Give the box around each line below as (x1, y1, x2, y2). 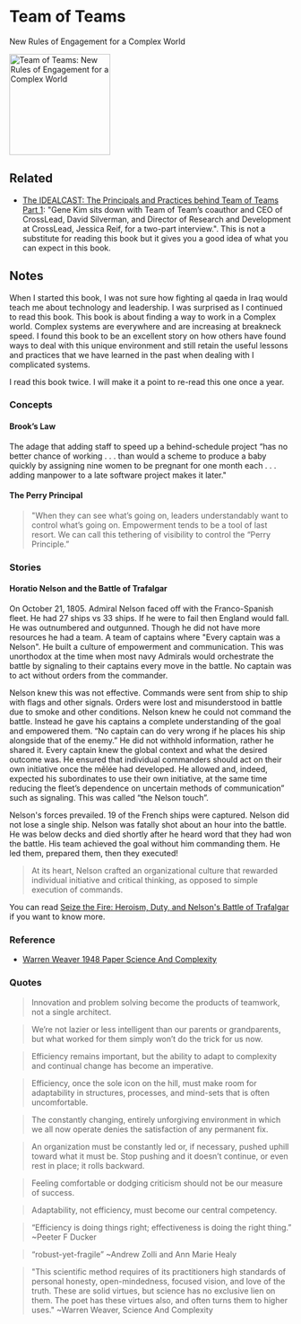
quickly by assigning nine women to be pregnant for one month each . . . (9, 460, 277, 470)
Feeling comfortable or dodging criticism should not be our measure (30, 1178, 284, 1188)
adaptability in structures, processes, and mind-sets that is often (30, 1087, 271, 1098)
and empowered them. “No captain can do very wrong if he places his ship (9, 725, 286, 737)
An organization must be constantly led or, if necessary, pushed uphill (30, 1141, 289, 1152)
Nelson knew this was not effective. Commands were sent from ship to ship (9, 688, 288, 698)
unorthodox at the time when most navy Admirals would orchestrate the (9, 651, 274, 662)
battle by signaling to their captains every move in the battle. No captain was (9, 661, 292, 671)
